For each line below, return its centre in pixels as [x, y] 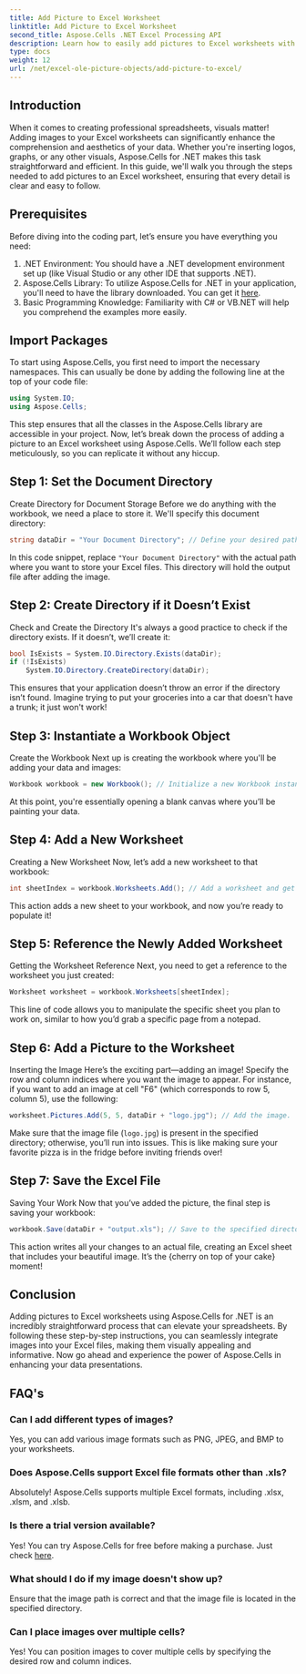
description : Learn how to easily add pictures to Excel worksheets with [153, 43]
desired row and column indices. [71, 1661]
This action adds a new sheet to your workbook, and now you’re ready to [147, 905]
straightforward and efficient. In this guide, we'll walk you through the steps [151, 166]
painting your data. [45, 811]
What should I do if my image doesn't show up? [116, 1578]
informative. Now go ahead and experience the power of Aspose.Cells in [146, 1355]
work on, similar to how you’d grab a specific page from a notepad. [135, 1019]
